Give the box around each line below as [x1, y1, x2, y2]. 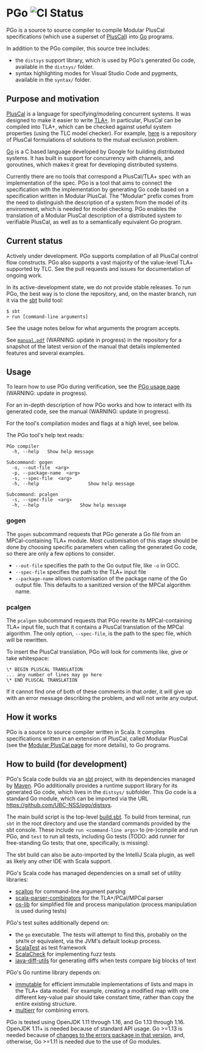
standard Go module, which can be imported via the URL [6, 795, 149, 802]
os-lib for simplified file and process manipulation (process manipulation [15, 901, 197, 908]
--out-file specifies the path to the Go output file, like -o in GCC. [15, 561, 180, 569]
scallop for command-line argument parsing [15, 887, 126, 895]
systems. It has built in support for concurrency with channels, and [6, 154, 174, 161]
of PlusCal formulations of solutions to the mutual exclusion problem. [6, 136, 180, 143]
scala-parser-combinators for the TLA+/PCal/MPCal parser [15, 894, 164, 901]
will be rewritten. [6, 636, 48, 643]
